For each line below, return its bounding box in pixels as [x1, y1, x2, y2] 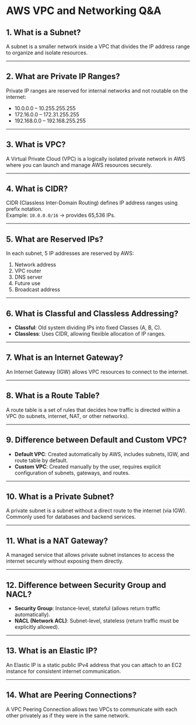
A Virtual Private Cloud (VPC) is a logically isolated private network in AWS [6, 155, 185, 162]
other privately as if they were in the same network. [6, 712, 130, 719]
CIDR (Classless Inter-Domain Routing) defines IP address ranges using [6, 199, 178, 206]
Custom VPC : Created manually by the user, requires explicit [14, 463, 162, 470]
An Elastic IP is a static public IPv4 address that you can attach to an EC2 [6, 661, 182, 668]
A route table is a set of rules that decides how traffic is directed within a [6, 406, 181, 413]
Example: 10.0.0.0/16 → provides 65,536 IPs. [6, 212, 116, 219]
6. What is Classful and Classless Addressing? [6, 309, 179, 319]
